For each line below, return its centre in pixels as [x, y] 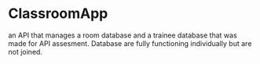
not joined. [26, 52]
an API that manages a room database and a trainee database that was [123, 35]
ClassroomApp [58, 14]
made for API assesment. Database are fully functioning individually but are [130, 43]
